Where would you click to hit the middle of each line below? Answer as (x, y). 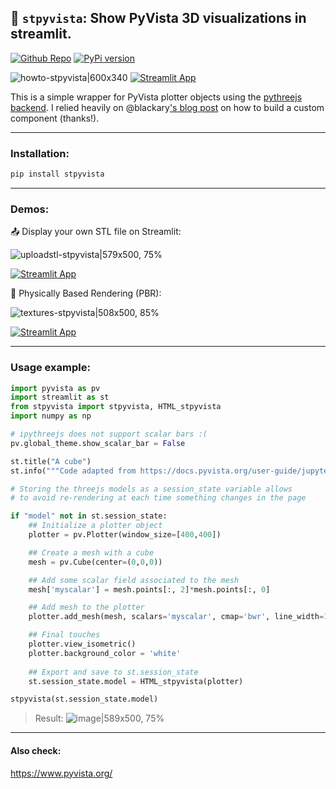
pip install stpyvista (57, 174)
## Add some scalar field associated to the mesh (134, 580)
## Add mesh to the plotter (86, 607)
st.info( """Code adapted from (73, 471)
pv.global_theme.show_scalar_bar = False (98, 443)
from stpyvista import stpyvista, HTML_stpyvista (116, 407)
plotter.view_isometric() (82, 644)
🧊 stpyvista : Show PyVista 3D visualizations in (158, 18)
